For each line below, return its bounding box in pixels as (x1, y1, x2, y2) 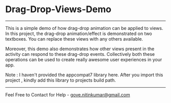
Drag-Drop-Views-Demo (5, 4, 111, 15)
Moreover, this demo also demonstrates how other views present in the (5, 46, 155, 52)
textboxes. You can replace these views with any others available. (5, 36, 144, 42)
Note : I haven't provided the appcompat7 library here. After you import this (5, 72, 163, 78)
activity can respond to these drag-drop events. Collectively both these (5, 51, 155, 57)
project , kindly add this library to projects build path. (5, 77, 116, 83)
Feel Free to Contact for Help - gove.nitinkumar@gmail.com (5, 91, 130, 97)
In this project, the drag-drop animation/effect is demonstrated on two (5, 30, 153, 37)
